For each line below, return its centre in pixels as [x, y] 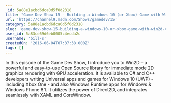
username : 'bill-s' [26, 39]
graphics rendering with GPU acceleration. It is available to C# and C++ [80, 73]
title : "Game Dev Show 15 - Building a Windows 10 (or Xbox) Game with [83, 15]
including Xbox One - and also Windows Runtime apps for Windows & [78, 84]
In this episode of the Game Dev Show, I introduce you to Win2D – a [76, 62]
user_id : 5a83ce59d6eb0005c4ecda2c [43, 34]
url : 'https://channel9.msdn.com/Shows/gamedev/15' [61, 19]
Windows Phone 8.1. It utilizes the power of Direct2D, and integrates [76, 89]
